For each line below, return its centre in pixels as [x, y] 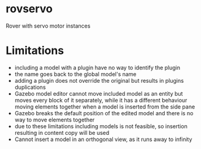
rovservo [29, 9]
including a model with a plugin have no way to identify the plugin [97, 67]
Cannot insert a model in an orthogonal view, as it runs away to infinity [103, 139]
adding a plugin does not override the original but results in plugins [99, 80]
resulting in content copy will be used [62, 132]
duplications [30, 87]
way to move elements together [55, 120]
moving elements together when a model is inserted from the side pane [105, 107]
